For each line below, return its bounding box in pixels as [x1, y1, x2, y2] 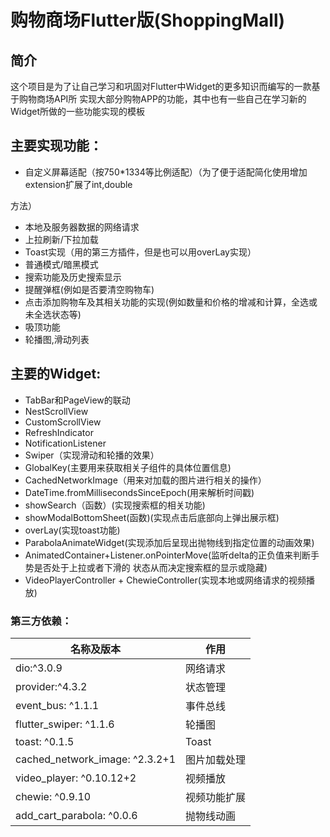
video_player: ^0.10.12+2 [15, 771, 137, 785]
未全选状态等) [24, 308, 82, 320]
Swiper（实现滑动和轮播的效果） [24, 449, 160, 461]
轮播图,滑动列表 [24, 333, 90, 345]
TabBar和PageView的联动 [24, 394, 131, 406]
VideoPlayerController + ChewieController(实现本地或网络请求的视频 [24, 574, 307, 586]
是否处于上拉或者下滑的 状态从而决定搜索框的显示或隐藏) [33, 561, 268, 573]
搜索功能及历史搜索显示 [24, 271, 122, 283]
